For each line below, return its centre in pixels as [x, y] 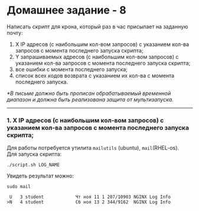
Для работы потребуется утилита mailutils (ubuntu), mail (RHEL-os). [93, 148]
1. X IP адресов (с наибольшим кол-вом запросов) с [85, 120]
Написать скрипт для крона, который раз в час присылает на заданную [97, 27]
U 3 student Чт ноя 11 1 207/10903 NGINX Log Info [90, 197]
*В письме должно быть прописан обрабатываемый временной [89, 93]
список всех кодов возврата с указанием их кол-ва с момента [95, 75]
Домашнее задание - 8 [66, 10]
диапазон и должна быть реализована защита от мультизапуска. [90, 99]
